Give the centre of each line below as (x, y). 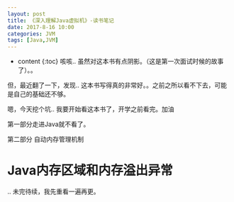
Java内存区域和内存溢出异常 (90, 170)
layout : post (27, 14)
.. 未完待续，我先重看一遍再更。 (54, 191)
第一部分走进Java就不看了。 (49, 124)
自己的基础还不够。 (41, 94)
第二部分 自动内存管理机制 (45, 140)
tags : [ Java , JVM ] (33, 40)
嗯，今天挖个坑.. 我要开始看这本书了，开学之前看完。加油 (91, 109)
